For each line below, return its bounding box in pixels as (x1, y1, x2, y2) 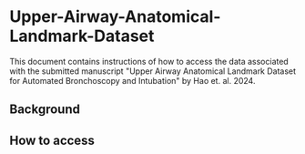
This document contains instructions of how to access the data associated (9, 56, 289, 67)
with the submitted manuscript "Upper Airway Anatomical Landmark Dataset (9, 66, 297, 77)
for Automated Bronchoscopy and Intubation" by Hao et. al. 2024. (9, 75, 256, 86)
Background (9, 102, 80, 118)
